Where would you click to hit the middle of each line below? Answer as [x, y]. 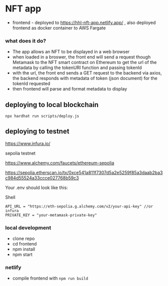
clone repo [23, 238]
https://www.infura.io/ [28, 143]
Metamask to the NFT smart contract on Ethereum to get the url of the [84, 62]
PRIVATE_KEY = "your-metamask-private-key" [51, 215]
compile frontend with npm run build [50, 278]
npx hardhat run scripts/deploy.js [42, 116]
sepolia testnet [20, 153]
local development [28, 227]
